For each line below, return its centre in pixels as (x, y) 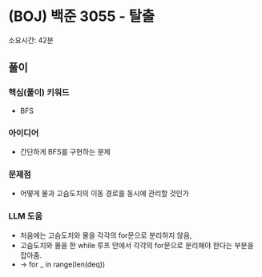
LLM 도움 (25, 216)
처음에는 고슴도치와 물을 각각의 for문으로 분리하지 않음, (106, 235)
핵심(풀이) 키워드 (39, 93)
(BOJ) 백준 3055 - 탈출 (82, 16)
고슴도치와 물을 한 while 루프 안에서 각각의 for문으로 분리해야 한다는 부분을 (137, 245)
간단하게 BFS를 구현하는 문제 (65, 151)
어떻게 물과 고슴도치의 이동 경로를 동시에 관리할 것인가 (105, 194)
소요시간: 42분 (31, 40)
